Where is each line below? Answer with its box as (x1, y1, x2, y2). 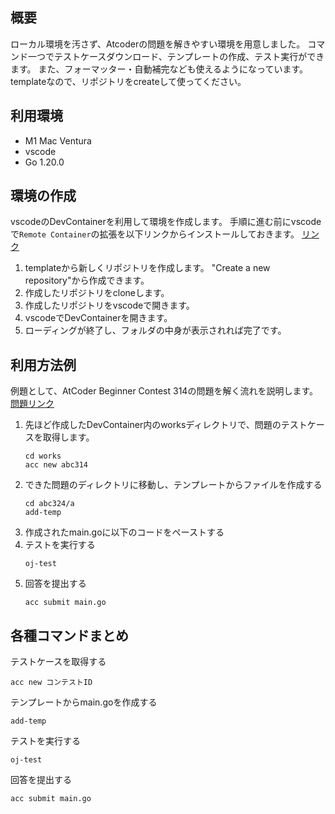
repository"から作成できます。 (24, 274, 150, 287)
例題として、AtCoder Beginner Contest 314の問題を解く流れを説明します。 (10, 385, 319, 397)
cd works (24, 451, 62, 462)
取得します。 (42, 431, 95, 443)
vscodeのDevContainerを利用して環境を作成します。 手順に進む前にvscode (10, 216, 322, 228)
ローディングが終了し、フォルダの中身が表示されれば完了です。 (24, 324, 287, 337)
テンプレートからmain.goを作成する (10, 696, 158, 708)
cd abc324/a (24, 499, 75, 509)
